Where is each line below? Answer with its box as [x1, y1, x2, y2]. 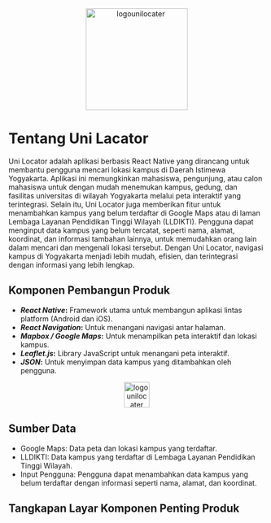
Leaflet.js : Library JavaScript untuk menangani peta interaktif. [20, 348, 229, 358]
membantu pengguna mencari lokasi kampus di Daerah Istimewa [8, 164, 226, 174]
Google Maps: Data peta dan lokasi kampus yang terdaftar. [20, 443, 217, 453]
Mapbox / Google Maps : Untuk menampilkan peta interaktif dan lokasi [20, 331, 258, 341]
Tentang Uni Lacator [8, 129, 149, 148]
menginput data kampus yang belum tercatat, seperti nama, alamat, [8, 225, 235, 235]
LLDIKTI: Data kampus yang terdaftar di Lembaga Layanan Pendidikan [20, 451, 256, 462]
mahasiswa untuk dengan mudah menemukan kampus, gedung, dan [8, 182, 238, 192]
